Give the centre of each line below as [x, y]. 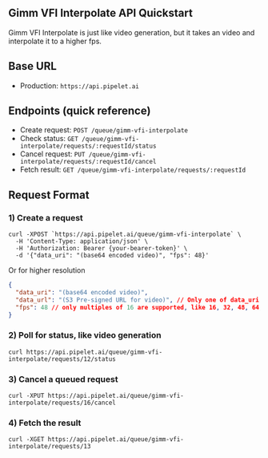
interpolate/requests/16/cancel [62, 403]
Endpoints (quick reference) [80, 111]
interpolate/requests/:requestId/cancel [88, 162]
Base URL [33, 66]
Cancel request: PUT [52, 154]
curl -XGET [26, 440]
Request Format [49, 195]
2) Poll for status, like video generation [85, 335]
